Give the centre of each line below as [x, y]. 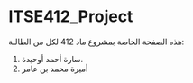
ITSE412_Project [71, 17]
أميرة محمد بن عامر [55, 69]
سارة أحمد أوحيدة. [52, 59]
